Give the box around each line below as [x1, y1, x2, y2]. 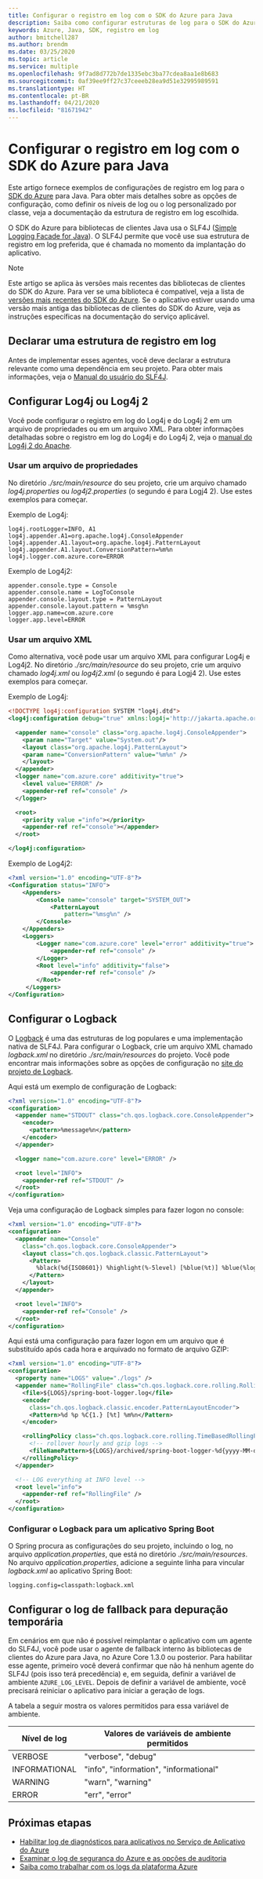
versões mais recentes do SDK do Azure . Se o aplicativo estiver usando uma [8, 295, 255, 305]
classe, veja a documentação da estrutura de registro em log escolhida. [8, 207, 239, 217]
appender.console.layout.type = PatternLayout [8, 595, 163, 603]
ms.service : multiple [8, 63, 79, 71]
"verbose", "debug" [84, 1751, 157, 1762]
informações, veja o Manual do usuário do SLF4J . [8, 372, 168, 381]
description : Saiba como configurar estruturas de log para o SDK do [8, 19, 240, 27]
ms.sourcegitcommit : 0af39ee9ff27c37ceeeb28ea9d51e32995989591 [8, 77, 219, 85]
